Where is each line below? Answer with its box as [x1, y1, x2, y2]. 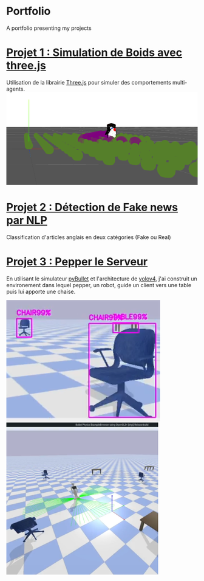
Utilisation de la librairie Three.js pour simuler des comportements [6, 78, 171, 86]
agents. [6, 85, 25, 92]
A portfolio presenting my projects [6, 24, 92, 32]
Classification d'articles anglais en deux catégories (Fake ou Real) [6, 234, 171, 241]
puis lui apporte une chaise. [6, 288, 76, 296]
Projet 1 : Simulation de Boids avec [6, 46, 183, 60]
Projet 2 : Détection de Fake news [6, 201, 178, 214]
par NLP [6, 214, 47, 228]
